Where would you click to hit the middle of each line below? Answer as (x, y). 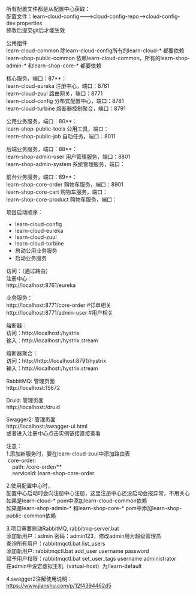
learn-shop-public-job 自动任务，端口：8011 (61, 136)
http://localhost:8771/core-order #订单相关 (59, 305)
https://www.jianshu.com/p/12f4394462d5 (59, 586)
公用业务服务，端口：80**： (42, 121)
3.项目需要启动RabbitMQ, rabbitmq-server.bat (63, 529)
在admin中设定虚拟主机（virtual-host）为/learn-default (74, 566)
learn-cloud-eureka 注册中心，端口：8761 (58, 86)
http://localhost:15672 (33, 388)
